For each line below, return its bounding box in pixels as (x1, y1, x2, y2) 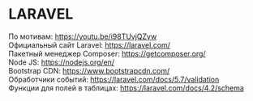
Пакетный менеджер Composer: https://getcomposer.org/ (8, 48, 206, 58)
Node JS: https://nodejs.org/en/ (8, 57, 115, 67)
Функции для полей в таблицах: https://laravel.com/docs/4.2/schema (8, 82, 245, 93)
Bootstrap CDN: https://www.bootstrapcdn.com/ (8, 65, 170, 75)
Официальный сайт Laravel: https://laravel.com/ (8, 40, 170, 49)
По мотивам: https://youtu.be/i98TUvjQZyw (8, 32, 157, 41)
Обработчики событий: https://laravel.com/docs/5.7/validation (8, 74, 220, 84)
